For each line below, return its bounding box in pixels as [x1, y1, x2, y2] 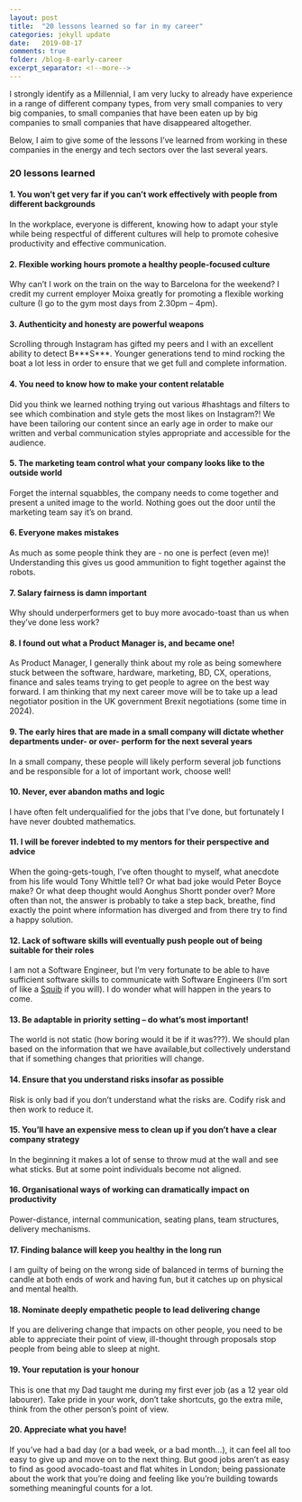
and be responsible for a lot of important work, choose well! [9, 765, 232, 777]
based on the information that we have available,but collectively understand [9, 1044, 291, 1055]
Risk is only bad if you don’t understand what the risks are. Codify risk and [9, 1094, 286, 1105]
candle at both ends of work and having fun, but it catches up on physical [9, 1274, 283, 1285]
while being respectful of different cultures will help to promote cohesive [9, 229, 279, 239]
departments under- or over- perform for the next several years [9, 736, 252, 747]
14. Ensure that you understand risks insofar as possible [9, 1074, 224, 1085]
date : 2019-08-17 [9, 38, 83, 48]
